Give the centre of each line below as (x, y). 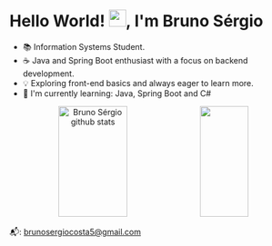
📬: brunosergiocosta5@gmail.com (75, 231)
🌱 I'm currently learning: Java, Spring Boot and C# (117, 93)
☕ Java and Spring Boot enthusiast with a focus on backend (135, 60)
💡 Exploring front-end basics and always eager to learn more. (138, 83)
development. (48, 74)
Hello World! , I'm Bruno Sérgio (136, 21)
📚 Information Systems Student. (84, 46)
